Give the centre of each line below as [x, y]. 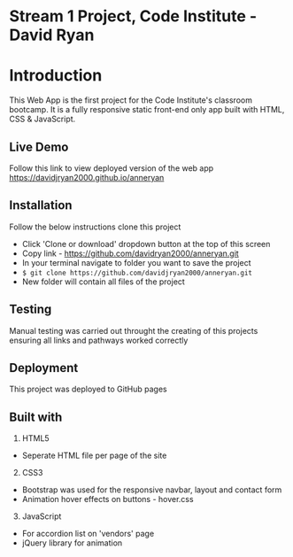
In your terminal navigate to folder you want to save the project [136, 262]
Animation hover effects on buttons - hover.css [108, 499]
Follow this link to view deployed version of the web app [112, 168]
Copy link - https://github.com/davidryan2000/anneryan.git [130, 253]
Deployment [44, 368]
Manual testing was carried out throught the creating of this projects [134, 330]
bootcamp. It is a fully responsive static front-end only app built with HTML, [147, 110]
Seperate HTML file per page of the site [94, 456]
